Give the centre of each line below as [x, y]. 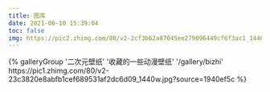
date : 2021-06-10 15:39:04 [53, 23]
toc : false [27, 30]
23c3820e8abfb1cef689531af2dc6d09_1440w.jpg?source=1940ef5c [122, 79]
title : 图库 [27, 16]
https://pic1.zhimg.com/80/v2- [59, 71]
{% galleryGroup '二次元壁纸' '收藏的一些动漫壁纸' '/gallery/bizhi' [116, 62]
